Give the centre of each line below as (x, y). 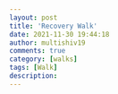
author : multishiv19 (48, 43)
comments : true (38, 51)
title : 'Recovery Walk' (54, 26)
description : (34, 76)
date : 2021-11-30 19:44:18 (59, 34)
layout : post (34, 17)
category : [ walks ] (43, 59)
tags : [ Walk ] (34, 68)
